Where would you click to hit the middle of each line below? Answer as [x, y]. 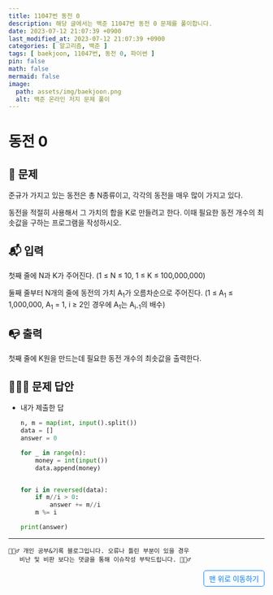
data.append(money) [68, 468]
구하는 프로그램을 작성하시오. [76, 223]
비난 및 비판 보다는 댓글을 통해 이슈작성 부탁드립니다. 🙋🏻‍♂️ [105, 559]
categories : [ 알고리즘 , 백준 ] [58, 46]
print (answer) [44, 528]
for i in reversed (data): [64, 490]
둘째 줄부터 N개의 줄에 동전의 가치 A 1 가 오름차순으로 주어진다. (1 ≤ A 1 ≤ [121, 293]
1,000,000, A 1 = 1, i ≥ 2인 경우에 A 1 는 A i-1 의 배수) [87, 305]
